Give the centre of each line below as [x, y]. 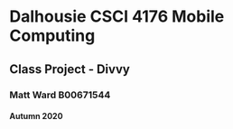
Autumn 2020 [36, 116]
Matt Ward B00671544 [60, 95]
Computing [52, 36]
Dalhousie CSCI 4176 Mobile [117, 17]
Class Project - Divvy [70, 69]
